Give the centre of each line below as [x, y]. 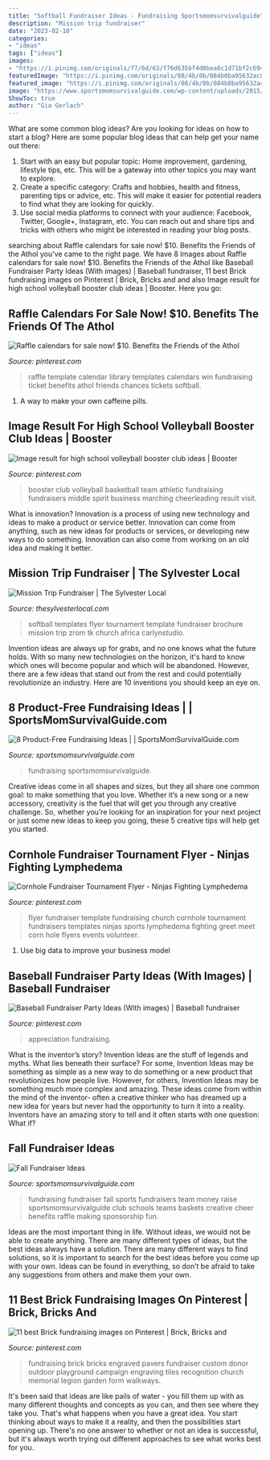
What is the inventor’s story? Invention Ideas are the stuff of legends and [129, 1055]
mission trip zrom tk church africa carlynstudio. [106, 633]
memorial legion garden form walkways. [94, 1380]
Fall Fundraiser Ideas [61, 1149]
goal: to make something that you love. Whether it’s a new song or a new [129, 795]
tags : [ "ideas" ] [35, 53]
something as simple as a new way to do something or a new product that [131, 1072]
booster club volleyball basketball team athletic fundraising [125, 489]
